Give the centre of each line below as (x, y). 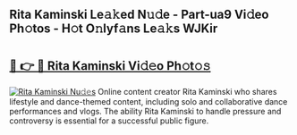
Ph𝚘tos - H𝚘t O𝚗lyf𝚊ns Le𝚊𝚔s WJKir (114, 29)
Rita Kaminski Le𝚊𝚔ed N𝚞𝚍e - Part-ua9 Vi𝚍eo (139, 15)
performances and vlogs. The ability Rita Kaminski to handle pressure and (145, 111)
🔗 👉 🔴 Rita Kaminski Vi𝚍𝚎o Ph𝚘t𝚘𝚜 (110, 66)
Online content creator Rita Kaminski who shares (187, 92)
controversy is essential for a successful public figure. (109, 121)
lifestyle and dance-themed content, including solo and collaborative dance (148, 101)
